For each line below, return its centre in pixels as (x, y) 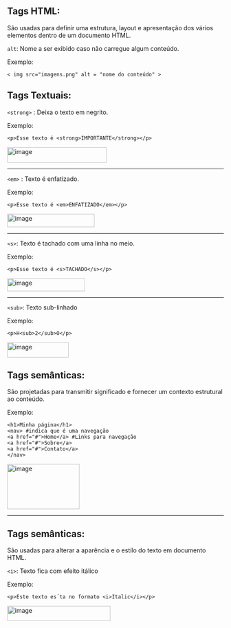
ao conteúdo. (26, 399)
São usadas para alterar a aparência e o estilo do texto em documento (107, 550)
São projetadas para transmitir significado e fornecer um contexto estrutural (115, 392)
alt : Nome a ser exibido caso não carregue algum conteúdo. (93, 48)
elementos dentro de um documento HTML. (69, 35)
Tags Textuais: (40, 96)
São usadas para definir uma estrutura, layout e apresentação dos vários (110, 28)
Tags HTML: (34, 11)
